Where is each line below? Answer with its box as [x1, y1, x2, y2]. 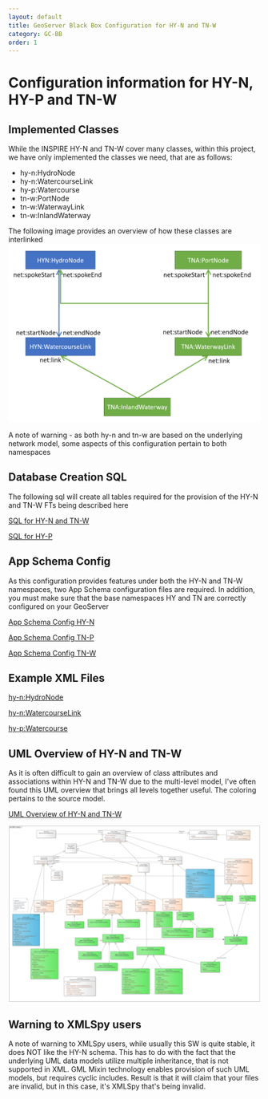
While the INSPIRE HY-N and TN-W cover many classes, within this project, [8, 144, 256, 154]
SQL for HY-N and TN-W [8, 516, 90, 525]
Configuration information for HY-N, [8, 74, 254, 92]
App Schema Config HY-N [8, 617, 94, 627]
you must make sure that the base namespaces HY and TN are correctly [8, 593, 246, 602]
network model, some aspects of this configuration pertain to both [8, 438, 227, 448]
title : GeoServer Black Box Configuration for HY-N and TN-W [8, 21, 217, 30]
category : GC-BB [8, 30, 62, 38]
